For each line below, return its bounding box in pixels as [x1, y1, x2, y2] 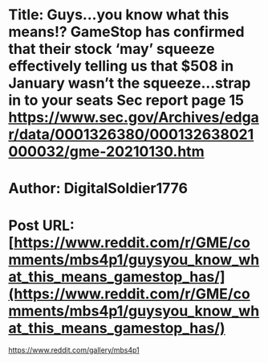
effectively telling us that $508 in [8, 57, 234, 76]
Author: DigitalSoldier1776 [8, 179, 189, 198]
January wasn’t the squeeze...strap [8, 74, 251, 93]
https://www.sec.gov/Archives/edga [8, 109, 259, 126]
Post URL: [8, 216, 75, 234]
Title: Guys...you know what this [8, 6, 229, 24]
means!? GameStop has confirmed [8, 23, 245, 41]
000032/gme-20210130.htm [8, 142, 205, 161]
